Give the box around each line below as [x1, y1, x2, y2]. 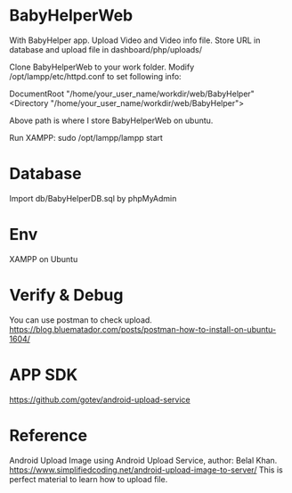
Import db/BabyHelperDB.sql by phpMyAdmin [9, 193, 177, 203]
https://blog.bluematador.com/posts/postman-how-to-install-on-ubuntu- [9, 324, 277, 334]
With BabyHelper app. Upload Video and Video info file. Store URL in [9, 35, 261, 45]
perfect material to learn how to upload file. [9, 473, 168, 484]
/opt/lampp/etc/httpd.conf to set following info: [9, 70, 182, 81]
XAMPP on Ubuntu [9, 253, 78, 264]
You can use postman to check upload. [9, 314, 153, 325]
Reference [9, 425, 87, 446]
